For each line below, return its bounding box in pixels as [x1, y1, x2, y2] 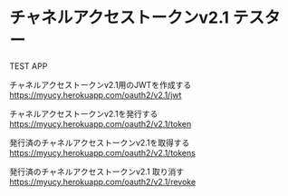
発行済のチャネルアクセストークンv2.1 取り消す [9, 166, 185, 177]
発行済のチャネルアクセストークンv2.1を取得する [9, 137, 190, 148]
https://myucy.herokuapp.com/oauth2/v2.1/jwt [9, 89, 182, 100]
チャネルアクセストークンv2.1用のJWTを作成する [9, 79, 192, 90]
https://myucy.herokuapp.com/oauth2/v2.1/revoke [9, 176, 197, 187]
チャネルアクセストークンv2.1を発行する [9, 108, 158, 119]
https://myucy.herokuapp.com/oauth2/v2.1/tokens [9, 147, 197, 158]
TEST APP [9, 60, 48, 72]
